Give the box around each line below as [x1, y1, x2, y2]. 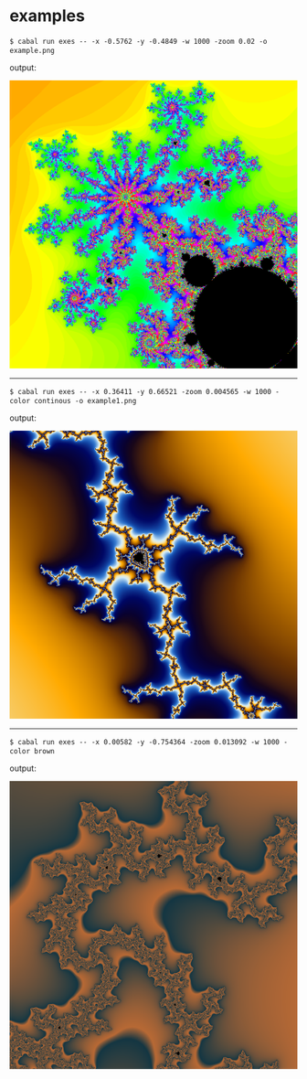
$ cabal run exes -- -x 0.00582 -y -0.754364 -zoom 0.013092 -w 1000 [9, 737, 281, 746]
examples [9, 5, 85, 27]
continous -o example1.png [33, 396, 137, 405]
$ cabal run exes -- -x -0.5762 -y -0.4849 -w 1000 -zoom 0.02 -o [9, 37, 268, 46]
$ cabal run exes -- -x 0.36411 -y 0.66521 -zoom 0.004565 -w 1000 [9, 387, 272, 396]
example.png [9, 46, 55, 55]
